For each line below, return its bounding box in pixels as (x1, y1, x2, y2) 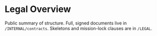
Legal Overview (4, 3, 71, 15)
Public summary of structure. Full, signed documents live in (4, 20, 127, 26)
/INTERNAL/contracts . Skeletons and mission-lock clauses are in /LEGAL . (4, 25, 152, 31)
